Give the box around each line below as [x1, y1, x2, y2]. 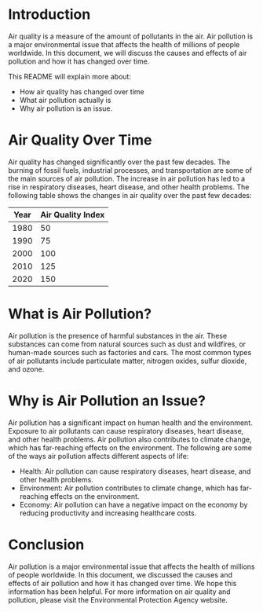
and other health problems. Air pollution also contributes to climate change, [8, 434, 252, 444]
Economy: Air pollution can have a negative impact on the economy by [19, 500, 248, 509]
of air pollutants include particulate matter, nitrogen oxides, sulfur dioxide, [8, 356, 247, 365]
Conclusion [8, 536, 85, 553]
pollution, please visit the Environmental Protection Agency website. [8, 595, 228, 604]
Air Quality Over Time [8, 131, 152, 149]
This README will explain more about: [8, 71, 132, 81]
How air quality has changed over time [19, 86, 144, 96]
